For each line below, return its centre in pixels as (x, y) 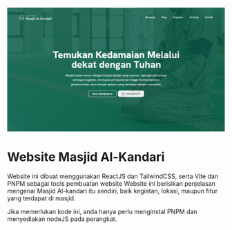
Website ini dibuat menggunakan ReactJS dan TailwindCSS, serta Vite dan (113, 176)
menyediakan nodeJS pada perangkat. (62, 219)
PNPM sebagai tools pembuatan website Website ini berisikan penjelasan (112, 183)
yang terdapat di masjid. (41, 198)
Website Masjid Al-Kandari (86, 157)
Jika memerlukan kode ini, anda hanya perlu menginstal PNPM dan (103, 211)
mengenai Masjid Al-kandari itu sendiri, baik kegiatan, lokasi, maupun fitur (113, 191)
